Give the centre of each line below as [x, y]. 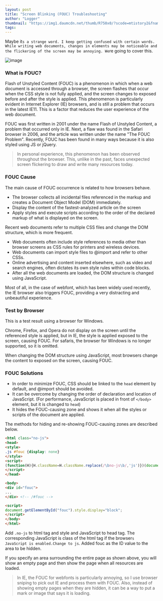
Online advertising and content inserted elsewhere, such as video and [82, 262]
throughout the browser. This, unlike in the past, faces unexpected [83, 159]
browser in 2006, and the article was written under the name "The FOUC [78, 134]
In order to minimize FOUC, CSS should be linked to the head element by [84, 384]
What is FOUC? [23, 73]
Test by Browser [25, 310]
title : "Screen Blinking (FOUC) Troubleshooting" [56, 14]
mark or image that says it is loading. [54, 593]
